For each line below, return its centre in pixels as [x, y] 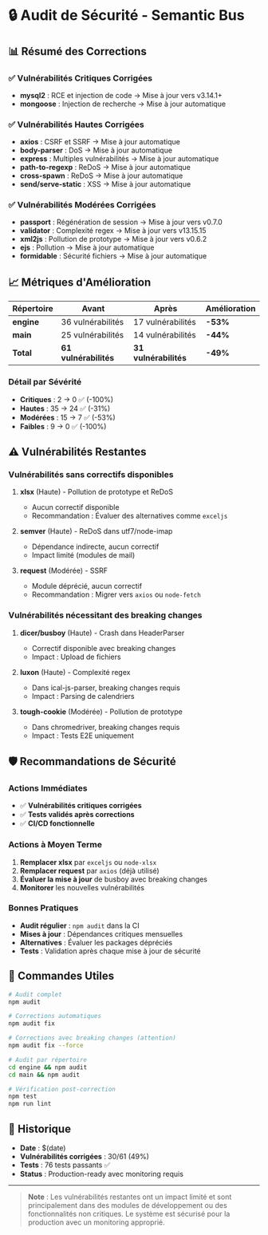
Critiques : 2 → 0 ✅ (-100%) [67, 399]
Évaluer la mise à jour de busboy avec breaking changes [113, 879]
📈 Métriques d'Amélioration [80, 282]
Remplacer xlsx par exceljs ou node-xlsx [88, 862]
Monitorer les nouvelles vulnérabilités [82, 887]
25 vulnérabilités [93, 335]
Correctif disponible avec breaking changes [104, 648]
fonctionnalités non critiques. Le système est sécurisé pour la [129, 1213]
